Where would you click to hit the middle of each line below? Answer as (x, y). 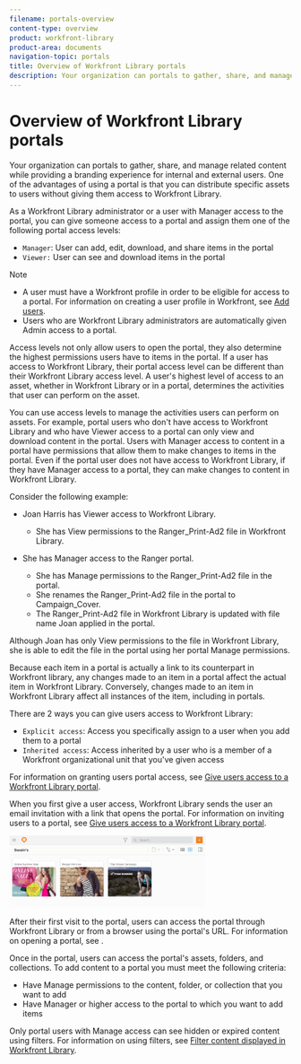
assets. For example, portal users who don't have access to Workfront (139, 422)
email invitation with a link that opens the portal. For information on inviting (147, 813)
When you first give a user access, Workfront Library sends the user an (141, 804)
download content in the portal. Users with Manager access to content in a (147, 440)
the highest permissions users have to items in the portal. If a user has (139, 357)
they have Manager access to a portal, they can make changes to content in (149, 469)
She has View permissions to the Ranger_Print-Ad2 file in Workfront (161, 531)
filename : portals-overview (62, 19)
